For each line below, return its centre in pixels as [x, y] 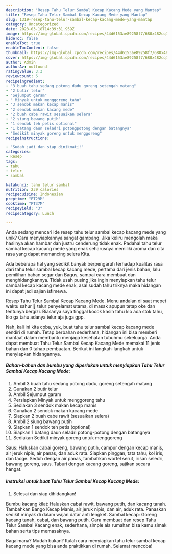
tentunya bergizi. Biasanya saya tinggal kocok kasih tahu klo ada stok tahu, [84, 311]
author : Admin [21, 62]
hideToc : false [22, 39]
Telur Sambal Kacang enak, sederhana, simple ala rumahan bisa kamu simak [86, 525]
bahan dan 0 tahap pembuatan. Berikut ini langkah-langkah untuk [75, 348]
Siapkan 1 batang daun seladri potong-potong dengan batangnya [81, 432]
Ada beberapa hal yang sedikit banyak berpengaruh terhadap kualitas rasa [84, 263]
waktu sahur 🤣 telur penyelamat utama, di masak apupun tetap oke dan [80, 306]
